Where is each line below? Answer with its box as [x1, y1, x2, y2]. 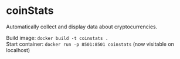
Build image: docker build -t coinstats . [6, 34, 108, 41]
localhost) [6, 46, 30, 53]
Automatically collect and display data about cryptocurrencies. [6, 23, 158, 30]
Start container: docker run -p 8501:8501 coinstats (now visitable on [6, 40, 175, 47]
